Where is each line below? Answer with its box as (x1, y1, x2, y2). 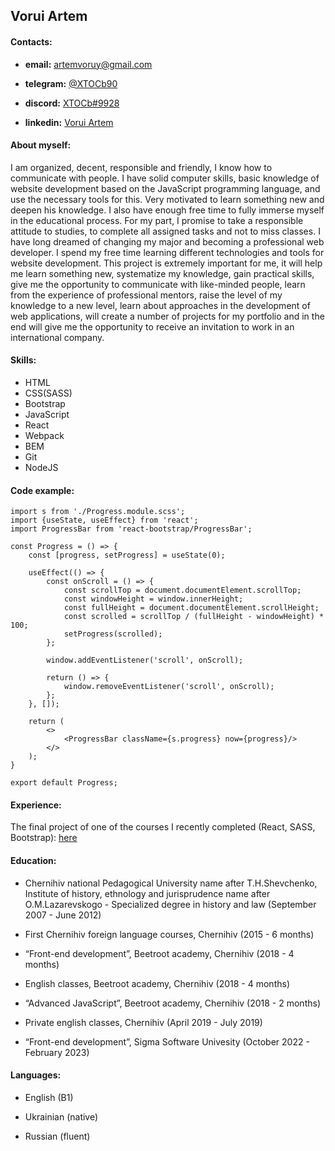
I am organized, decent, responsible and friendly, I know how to (10, 161, 273, 173)
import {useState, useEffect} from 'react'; (10, 515, 199, 526)
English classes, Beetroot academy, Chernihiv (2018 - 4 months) (24, 977, 290, 989)
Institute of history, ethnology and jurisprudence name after (24, 887, 271, 899)
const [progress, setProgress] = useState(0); (28, 550, 226, 561)
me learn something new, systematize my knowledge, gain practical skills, (10, 267, 315, 279)
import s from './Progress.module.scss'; (10, 507, 186, 517)
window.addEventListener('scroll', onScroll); (46, 655, 244, 666)
